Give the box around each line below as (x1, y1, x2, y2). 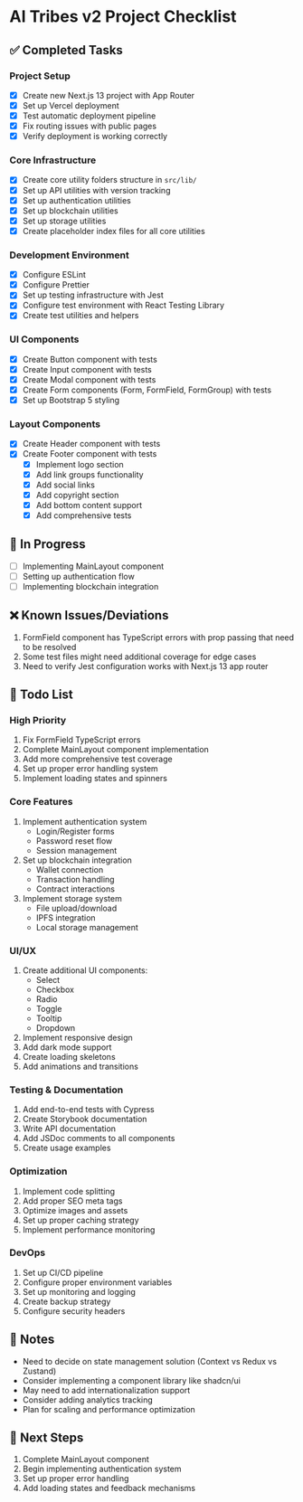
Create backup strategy (22, 1296, 111, 1307)
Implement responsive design (22, 1032, 133, 1043)
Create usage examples (22, 1142, 111, 1154)
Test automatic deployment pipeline (22, 110, 156, 121)
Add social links (35, 479, 95, 490)
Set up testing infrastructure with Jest (22, 289, 165, 300)
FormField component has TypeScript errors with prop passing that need (22, 631, 295, 643)
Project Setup (9, 70, 71, 82)
